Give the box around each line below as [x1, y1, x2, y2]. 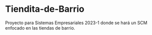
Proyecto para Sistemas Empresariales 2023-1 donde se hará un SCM [5, 20, 148, 26]
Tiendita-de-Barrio [5, 3, 85, 15]
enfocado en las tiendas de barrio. [5, 25, 75, 31]
